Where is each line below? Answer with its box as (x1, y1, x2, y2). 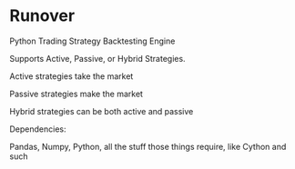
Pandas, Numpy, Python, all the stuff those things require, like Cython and (9, 141, 287, 152)
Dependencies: (9, 124, 66, 134)
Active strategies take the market (9, 70, 134, 82)
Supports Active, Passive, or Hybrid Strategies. (9, 53, 186, 64)
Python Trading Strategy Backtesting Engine (9, 35, 176, 46)
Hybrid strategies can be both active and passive (9, 105, 194, 116)
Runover (9, 5, 76, 26)
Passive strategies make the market (9, 88, 144, 99)
